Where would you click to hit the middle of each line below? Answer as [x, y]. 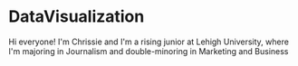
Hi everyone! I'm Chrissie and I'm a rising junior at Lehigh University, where [149, 42]
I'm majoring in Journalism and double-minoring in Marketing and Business [149, 51]
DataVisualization [77, 17]
